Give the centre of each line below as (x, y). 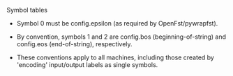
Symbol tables (27, 10)
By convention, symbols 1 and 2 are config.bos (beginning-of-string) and (121, 37)
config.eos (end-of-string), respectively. (75, 44)
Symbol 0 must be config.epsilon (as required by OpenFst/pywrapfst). (117, 23)
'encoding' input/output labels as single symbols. (87, 65)
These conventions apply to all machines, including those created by (115, 57)
